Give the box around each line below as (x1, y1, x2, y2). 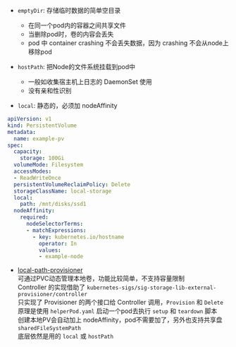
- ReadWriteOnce (13, 174, 61, 181)
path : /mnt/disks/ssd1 (20, 200, 87, 208)
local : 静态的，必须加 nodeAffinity (17, 102, 118, 109)
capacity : (13, 148, 42, 155)
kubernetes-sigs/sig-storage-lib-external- (87, 284, 217, 291)
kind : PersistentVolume (7, 122, 77, 129)
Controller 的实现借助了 (17, 283, 86, 291)
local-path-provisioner (17, 266, 83, 274)
